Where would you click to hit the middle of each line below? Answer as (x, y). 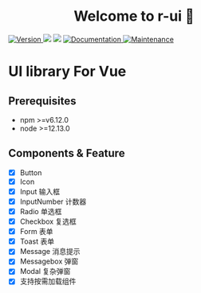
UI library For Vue (67, 72)
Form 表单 (36, 232)
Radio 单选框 (41, 211)
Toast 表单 (37, 241)
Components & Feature (67, 153)
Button (31, 172)
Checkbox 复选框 (48, 221)
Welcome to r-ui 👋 (134, 16)
